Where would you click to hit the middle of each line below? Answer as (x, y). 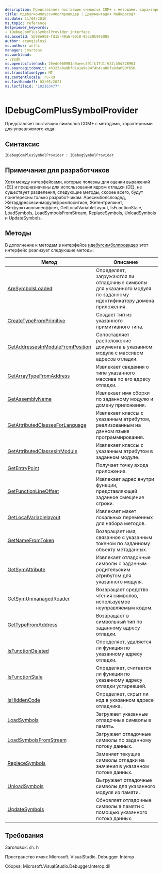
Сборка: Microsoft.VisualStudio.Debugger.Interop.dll (58, 866)
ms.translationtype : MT (29, 73)
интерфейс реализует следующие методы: (49, 250)
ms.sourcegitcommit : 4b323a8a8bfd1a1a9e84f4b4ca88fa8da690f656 (70, 68)
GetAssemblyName (30, 399)
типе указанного (115, 373)
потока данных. (114, 818)
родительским (113, 570)
